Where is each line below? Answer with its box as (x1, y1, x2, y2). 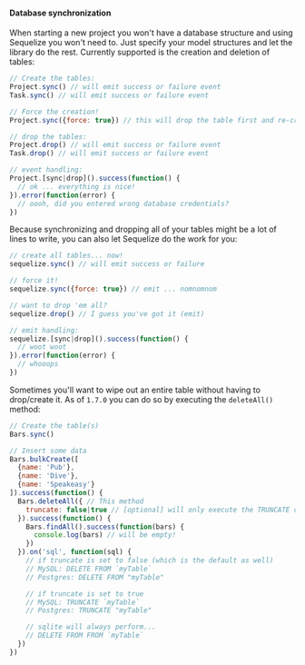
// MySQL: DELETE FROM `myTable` (25, 564, 152, 573)
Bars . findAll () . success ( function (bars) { (25, 522, 184, 531)
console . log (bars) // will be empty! (33, 531, 177, 540)
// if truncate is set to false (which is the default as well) (25, 556, 274, 565)
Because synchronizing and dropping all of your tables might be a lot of (9, 223, 277, 235)
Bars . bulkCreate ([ (9, 454, 79, 463)
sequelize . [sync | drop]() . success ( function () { (9, 334, 189, 343)
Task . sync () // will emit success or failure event (9, 91, 209, 100)
